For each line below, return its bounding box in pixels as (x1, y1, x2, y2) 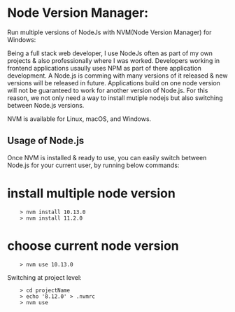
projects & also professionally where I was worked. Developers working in (7, 56, 220, 64)
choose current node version (7, 238, 180, 253)
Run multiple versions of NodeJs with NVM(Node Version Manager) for (7, 28, 212, 36)
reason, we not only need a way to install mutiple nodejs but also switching (7, 93, 223, 102)
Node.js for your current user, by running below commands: (7, 161, 180, 169)
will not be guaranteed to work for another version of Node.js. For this (7, 86, 208, 94)
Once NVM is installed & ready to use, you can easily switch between (7, 153, 207, 162)
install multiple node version (7, 185, 176, 201)
